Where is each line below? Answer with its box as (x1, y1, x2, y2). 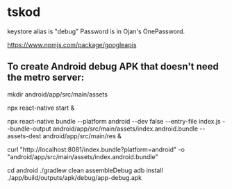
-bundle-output (7, 124, 51, 133)
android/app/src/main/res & (42, 131, 122, 140)
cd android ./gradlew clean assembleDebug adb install (7, 166, 163, 174)
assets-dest (7, 131, 42, 140)
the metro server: (7, 72, 85, 83)
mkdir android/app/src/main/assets (7, 90, 108, 98)
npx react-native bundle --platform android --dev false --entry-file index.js (7, 117, 221, 125)
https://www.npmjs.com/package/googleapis (7, 40, 137, 49)
